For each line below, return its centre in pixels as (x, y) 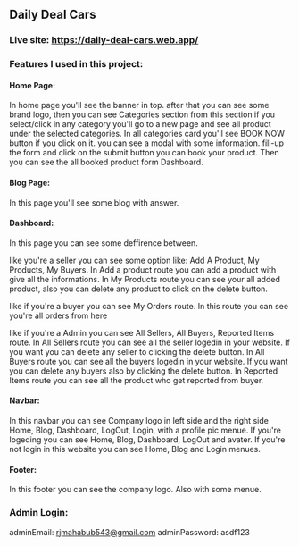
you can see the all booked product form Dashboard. (106, 162)
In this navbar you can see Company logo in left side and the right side (139, 421)
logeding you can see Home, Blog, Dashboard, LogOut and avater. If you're (147, 440)
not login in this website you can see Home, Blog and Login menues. (135, 449)
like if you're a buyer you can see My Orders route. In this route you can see (149, 306)
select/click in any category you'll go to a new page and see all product (141, 124)
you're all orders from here (58, 315)
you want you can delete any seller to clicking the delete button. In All (137, 351)
